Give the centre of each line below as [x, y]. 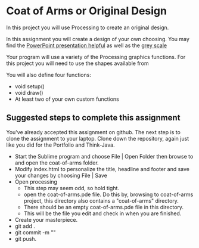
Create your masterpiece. [46, 219]
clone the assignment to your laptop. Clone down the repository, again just [98, 138]
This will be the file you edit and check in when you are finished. [102, 213]
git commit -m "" [35, 232]
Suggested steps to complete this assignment [93, 118]
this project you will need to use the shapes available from [77, 63]
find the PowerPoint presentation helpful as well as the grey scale [87, 45]
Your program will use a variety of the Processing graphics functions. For [96, 57]
